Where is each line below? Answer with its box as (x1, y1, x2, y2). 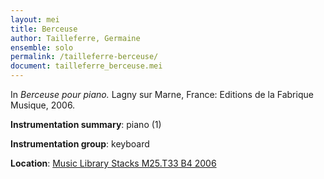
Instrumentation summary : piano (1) (10, 119, 162, 130)
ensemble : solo (10, 42, 74, 53)
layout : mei (10, 14, 60, 25)
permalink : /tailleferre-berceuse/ (10, 52, 159, 62)
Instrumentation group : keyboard (10, 138, 150, 150)
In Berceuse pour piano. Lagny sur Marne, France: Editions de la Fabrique (10, 89, 314, 100)
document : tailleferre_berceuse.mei (10, 61, 163, 71)
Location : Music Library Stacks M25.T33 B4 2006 (10, 157, 217, 169)
